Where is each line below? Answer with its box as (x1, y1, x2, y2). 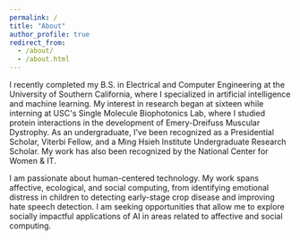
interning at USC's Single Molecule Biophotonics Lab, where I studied (9, 108, 266, 118)
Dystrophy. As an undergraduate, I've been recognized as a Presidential (9, 127, 275, 137)
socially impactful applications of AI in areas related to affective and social (9, 211, 284, 221)
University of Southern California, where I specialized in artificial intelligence (9, 89, 291, 99)
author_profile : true (9, 30, 90, 39)
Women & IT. (9, 156, 56, 166)
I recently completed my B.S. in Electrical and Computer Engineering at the (9, 80, 285, 90)
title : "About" (9, 21, 66, 30)
